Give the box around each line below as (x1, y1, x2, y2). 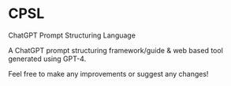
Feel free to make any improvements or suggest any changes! (8, 69, 209, 78)
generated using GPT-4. (8, 54, 87, 63)
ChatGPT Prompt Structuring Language (8, 30, 136, 40)
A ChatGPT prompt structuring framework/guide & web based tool (8, 45, 223, 55)
